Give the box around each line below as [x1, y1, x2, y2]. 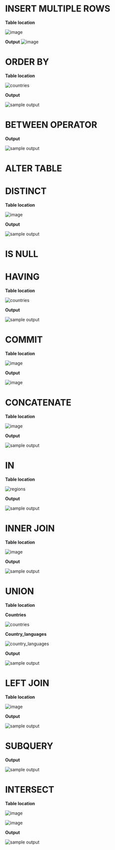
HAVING [5, 271, 40, 283]
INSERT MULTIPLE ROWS [5, 3, 111, 14]
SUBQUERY [5, 740, 54, 751]
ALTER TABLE [5, 163, 62, 174]
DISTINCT [5, 185, 47, 197]
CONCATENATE [5, 397, 72, 409]
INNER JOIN [5, 523, 55, 534]
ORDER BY [5, 56, 50, 68]
